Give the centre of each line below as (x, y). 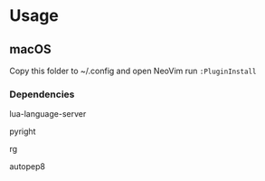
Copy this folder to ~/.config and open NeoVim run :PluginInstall (133, 71)
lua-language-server (48, 114)
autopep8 (27, 167)
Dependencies (42, 94)
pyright (23, 131)
